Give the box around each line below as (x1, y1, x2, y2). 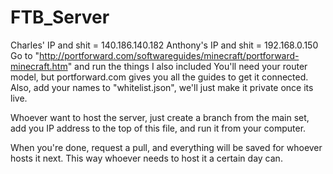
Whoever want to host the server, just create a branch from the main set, (10, 111, 310, 123)
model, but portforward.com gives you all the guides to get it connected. (10, 71, 309, 83)
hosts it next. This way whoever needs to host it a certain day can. (10, 152, 283, 164)
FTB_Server (10, 6, 110, 29)
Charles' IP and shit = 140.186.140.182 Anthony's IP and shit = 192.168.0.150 (10, 39, 319, 51)
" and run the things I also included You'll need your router (67, 60, 308, 72)
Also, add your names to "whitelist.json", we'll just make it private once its (10, 81, 314, 93)
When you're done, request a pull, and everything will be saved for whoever (10, 141, 323, 153)
